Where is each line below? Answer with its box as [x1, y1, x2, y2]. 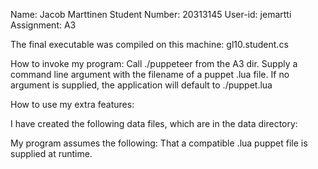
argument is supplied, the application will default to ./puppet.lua [10, 79, 273, 91]
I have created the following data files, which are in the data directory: [10, 118, 298, 129]
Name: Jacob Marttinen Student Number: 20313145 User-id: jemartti [10, 9, 292, 20]
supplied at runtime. [10, 148, 93, 159]
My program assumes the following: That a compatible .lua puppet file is [10, 137, 308, 149]
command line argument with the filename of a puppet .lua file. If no [10, 69, 290, 80]
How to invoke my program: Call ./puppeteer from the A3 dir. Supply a [10, 58, 298, 69]
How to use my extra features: [10, 99, 135, 110]
